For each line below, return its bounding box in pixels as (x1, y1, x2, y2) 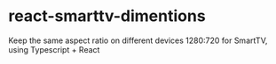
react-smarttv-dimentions (8, 6, 206, 26)
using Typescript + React (8, 44, 100, 54)
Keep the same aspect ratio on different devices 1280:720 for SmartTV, (8, 35, 268, 46)
